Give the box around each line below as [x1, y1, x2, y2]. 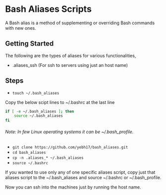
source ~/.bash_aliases [14, 113, 63, 118]
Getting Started [5, 40, 54, 48]
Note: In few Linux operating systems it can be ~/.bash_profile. [5, 129, 134, 135]
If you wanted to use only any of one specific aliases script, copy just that [5, 169, 156, 175]
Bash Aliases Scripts [5, 3, 92, 15]
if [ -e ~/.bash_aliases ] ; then [5, 109, 74, 114]
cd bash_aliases [12, 150, 46, 155]
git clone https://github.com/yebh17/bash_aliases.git [12, 145, 128, 150]
